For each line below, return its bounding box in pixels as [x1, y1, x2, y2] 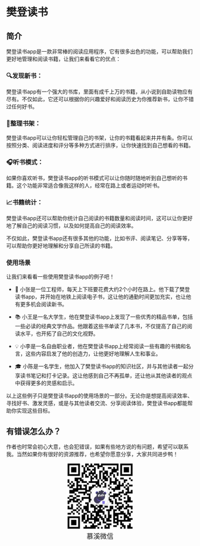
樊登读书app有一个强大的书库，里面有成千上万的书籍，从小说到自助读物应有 [6, 88, 193, 95]
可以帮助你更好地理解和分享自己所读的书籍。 [6, 242, 116, 249]
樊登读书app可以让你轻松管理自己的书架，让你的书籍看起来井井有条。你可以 [6, 134, 193, 141]
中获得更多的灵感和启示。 [14, 379, 78, 387]
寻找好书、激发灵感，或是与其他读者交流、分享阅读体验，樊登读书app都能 [6, 400, 188, 407]
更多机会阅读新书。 [20, 301, 67, 308]
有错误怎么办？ [6, 426, 61, 436]
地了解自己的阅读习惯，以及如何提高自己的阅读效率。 [6, 222, 137, 229]
